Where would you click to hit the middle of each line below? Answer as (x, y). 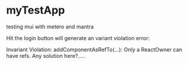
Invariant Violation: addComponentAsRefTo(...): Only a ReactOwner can (94, 49)
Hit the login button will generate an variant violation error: (78, 38)
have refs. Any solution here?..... (46, 56)
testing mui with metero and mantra (50, 27)
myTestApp (36, 10)
